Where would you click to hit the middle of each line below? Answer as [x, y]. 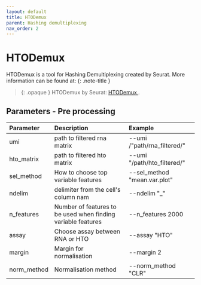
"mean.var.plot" [151, 180]
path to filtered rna [80, 138]
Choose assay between [87, 232]
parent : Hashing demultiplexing [46, 23]
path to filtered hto [80, 155]
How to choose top [81, 172]
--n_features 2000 [156, 214]
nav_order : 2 [22, 28]
